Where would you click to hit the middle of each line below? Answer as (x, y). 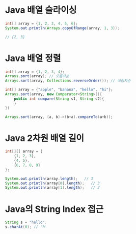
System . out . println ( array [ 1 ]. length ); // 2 (52, 188)
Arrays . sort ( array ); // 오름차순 (37, 76)
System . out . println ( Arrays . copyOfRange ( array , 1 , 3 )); (62, 28)
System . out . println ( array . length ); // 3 (49, 178)
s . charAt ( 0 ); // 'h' (26, 227)
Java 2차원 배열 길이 (45, 138)
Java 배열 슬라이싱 (41, 10)
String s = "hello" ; (26, 222)
